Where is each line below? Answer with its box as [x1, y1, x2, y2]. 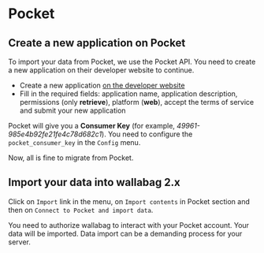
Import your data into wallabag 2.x [8, 176, 180, 189]
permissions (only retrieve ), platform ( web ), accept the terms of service [19, 98, 255, 106]
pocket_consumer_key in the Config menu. [8, 138, 141, 147]
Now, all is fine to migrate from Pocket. [8, 153, 134, 162]
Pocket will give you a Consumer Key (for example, [8, 121, 176, 130]
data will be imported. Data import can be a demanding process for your [8, 229, 243, 238]
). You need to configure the [101, 129, 193, 139]
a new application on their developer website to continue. [8, 65, 195, 75]
